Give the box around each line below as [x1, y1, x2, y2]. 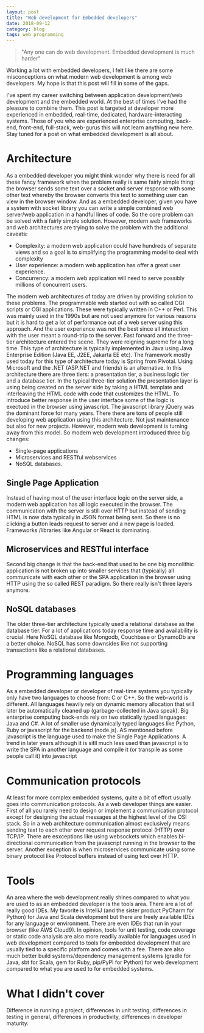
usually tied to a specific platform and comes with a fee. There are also [6, 946, 185, 953]
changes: [6, 436, 30, 443]
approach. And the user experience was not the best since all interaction [6, 325, 189, 333]
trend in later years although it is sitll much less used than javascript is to [6, 740, 189, 747]
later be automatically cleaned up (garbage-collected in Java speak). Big [6, 707, 189, 714]
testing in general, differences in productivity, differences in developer [6, 1013, 183, 1021]
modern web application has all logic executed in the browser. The [6, 500, 173, 508]
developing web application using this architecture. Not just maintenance [6, 416, 189, 423]
